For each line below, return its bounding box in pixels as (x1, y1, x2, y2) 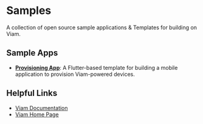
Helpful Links (6, 88, 58, 98)
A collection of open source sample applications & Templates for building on (6, 24, 198, 31)
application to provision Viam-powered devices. (15, 71, 136, 78)
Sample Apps (6, 48, 58, 58)
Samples (6, 4, 52, 18)
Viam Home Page (15, 111, 59, 118)
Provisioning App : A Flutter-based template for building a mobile (15, 64, 178, 71)
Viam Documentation (15, 104, 68, 111)
